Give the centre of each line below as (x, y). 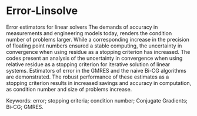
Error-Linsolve (42, 11)
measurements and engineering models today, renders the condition (89, 33)
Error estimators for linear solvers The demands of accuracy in (82, 27)
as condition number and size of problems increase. (69, 89)
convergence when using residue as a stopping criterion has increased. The (98, 52)
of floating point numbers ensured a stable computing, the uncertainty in (94, 46)
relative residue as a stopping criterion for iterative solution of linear (88, 64)
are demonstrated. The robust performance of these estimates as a (88, 77)
